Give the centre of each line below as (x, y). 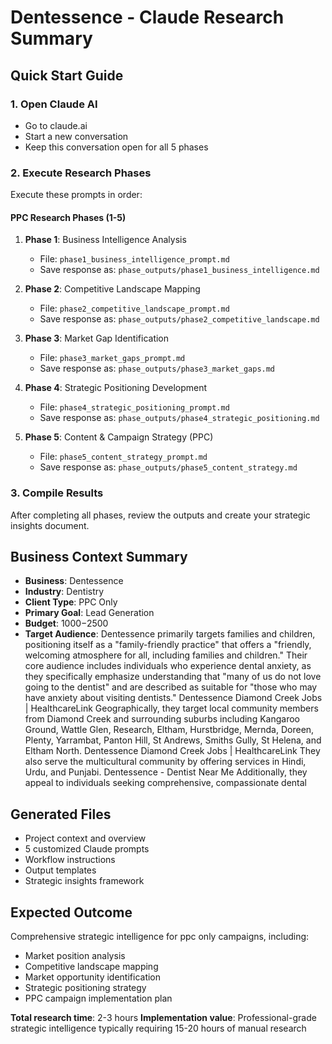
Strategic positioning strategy (85, 988)
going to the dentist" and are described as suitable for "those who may (171, 687)
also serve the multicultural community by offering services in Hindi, (165, 762)
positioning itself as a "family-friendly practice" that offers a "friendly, (168, 645)
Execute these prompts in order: (76, 195)
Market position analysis (75, 956)
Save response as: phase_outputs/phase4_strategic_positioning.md (179, 418)
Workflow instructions (70, 860)
